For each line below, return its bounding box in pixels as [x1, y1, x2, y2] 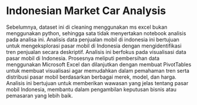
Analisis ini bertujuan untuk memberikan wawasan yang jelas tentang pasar [6, 79, 189, 86]
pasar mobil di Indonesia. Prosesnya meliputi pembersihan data [6, 55, 160, 62]
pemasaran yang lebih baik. [6, 92, 74, 99]
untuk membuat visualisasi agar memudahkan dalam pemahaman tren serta [6, 67, 190, 74]
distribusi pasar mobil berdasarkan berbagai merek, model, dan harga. [6, 73, 176, 80]
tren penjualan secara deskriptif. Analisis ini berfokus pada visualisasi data [6, 48, 186, 55]
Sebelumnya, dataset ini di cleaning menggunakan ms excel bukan [6, 23, 168, 31]
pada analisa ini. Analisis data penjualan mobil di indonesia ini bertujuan [6, 36, 179, 43]
